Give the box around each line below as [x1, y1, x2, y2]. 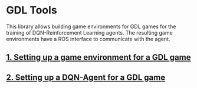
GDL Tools [6, 4, 57, 17]
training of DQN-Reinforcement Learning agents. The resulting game [6, 29, 173, 36]
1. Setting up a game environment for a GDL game [6, 52, 191, 62]
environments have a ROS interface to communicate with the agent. [6, 35, 170, 42]
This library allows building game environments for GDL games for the [6, 23, 176, 30]
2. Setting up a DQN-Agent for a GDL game [6, 72, 166, 82]
